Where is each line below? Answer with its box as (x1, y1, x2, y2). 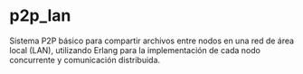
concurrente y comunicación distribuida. (9, 54, 161, 65)
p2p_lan (9, 5, 71, 26)
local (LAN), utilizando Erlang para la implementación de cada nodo (9, 44, 260, 55)
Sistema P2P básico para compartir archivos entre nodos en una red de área (9, 35, 295, 46)
